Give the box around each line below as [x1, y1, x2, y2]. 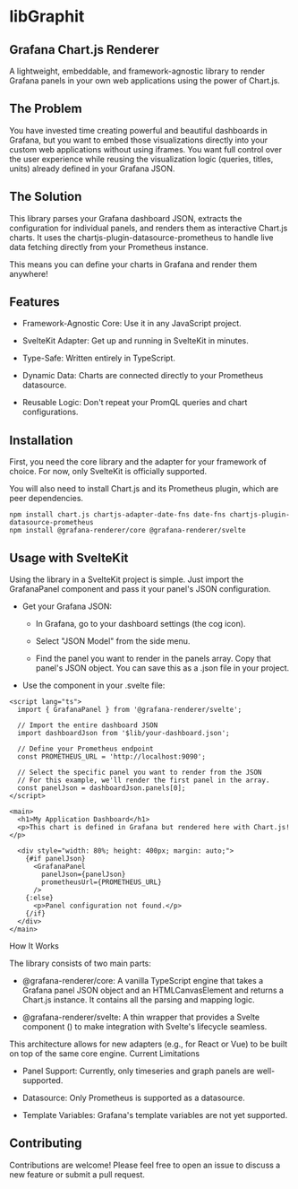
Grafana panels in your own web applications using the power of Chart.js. [9, 75, 280, 86]
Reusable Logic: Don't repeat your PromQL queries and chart [21, 397, 248, 408]
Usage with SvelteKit [9, 550, 129, 566]
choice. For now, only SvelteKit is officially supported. [9, 466, 208, 477]
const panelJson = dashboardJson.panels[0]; [17, 784, 186, 793]
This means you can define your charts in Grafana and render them [9, 258, 258, 270]
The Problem [9, 101, 82, 117]
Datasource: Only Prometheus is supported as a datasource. [21, 1092, 245, 1104]
